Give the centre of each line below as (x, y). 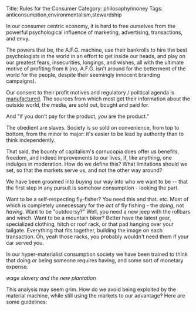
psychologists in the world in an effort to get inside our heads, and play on (96, 56)
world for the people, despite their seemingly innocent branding (83, 75)
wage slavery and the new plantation (51, 278)
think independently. (31, 140)
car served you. (25, 243)
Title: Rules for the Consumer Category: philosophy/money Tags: (85, 9)
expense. (17, 267)
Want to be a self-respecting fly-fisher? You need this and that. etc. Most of (97, 199)
